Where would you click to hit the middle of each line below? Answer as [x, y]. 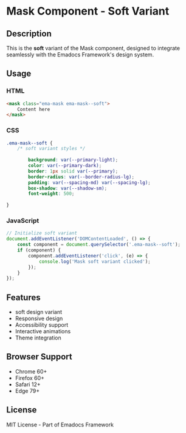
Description [29, 34]
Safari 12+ [28, 384]
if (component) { [39, 250]
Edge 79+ [27, 390]
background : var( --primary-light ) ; [73, 160]
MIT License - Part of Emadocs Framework [60, 424]
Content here [34, 109]
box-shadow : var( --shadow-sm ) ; [68, 188]
